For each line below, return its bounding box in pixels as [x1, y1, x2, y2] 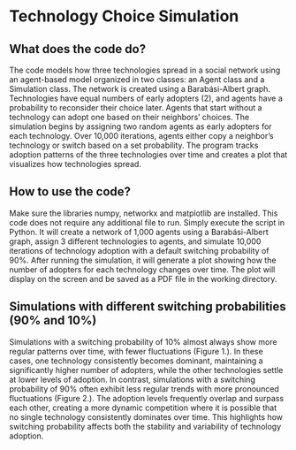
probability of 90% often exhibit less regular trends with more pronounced [9, 383, 280, 394]
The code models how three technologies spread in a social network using [9, 65, 281, 75]
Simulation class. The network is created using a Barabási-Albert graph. [9, 84, 271, 94]
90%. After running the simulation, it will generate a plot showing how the [9, 255, 277, 265]
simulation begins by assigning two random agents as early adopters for [9, 121, 272, 132]
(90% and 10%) [9, 313, 97, 328]
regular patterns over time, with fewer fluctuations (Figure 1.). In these [9, 346, 263, 356]
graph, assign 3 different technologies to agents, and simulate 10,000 [9, 236, 262, 247]
